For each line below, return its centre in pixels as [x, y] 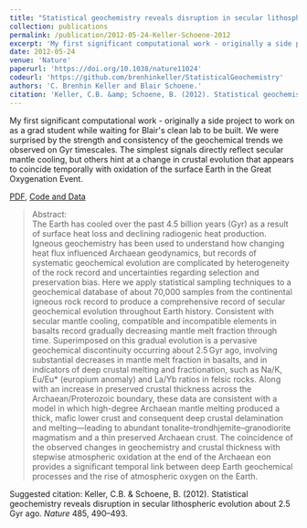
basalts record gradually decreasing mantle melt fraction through [154, 331]
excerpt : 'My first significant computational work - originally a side [151, 43]
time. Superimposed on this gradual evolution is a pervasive [144, 340]
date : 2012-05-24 [42, 52]
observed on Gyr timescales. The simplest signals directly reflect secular [147, 149]
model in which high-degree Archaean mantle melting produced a [156, 408]
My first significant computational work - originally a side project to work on [152, 121]
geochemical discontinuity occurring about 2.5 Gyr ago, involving [154, 350]
